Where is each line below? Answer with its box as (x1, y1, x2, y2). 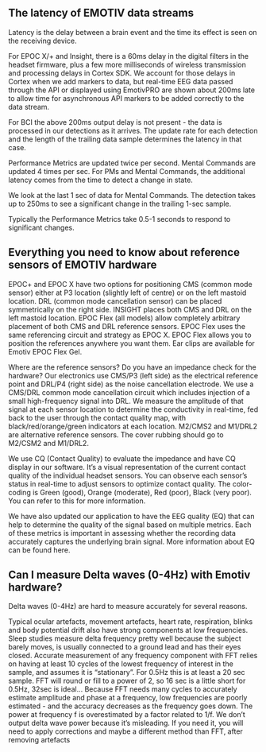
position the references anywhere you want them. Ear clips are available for (8, 338, 256, 348)
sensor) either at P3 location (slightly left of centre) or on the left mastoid (8, 288, 247, 297)
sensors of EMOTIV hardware (8, 258, 157, 272)
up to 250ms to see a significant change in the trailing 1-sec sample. (8, 199, 232, 208)
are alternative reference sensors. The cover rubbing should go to (8, 429, 224, 440)
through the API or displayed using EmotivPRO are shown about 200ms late (8, 85, 256, 95)
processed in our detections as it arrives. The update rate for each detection (8, 126, 258, 135)
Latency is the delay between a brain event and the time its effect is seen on (8, 27, 257, 37)
